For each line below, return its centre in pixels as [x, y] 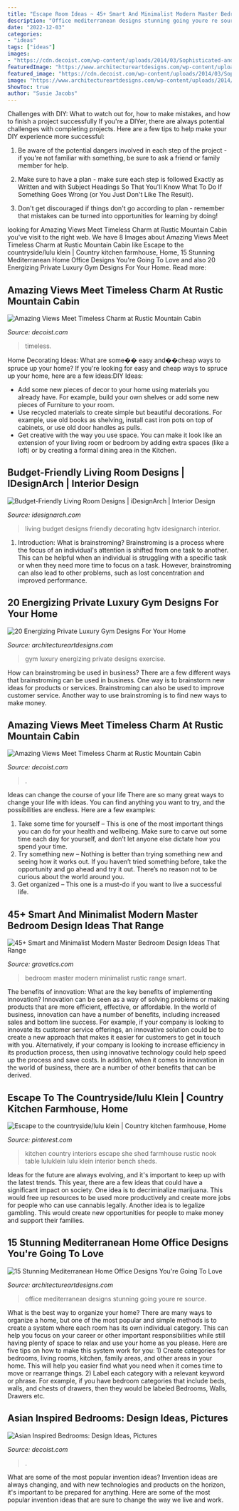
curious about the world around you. [71, 877]
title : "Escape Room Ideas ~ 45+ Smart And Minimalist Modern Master [113, 14]
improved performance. [52, 580]
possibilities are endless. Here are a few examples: [82, 810]
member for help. [43, 165]
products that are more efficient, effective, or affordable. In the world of [112, 1007]
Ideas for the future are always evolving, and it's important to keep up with [116, 1175]
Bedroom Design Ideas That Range [86, 925]
